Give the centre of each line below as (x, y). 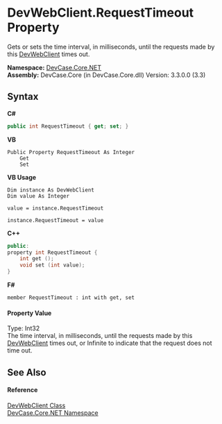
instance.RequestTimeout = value (55, 220)
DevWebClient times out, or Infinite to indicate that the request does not (110, 343)
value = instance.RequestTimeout (55, 208)
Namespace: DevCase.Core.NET (54, 67)
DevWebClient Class (36, 405)
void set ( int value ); (52, 265)
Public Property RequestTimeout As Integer (71, 152)
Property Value (29, 313)
